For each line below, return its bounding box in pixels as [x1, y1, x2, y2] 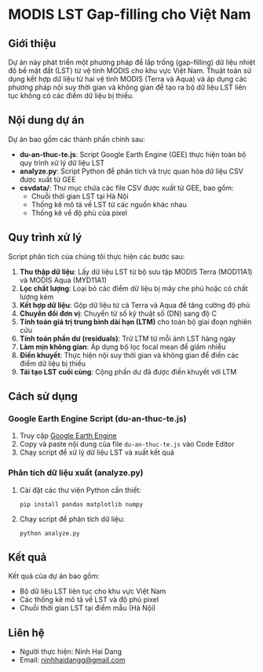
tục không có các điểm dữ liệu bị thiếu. [8, 91, 134, 100]
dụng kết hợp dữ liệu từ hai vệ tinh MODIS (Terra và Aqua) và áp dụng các [8, 75, 247, 83]
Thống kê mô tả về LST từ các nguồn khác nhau [31, 199, 187, 209]
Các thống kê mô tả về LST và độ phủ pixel [19, 595, 159, 604]
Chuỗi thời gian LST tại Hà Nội [31, 191, 129, 201]
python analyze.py [19, 529, 80, 537]
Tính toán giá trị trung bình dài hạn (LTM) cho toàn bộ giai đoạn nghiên [19, 316, 252, 327]
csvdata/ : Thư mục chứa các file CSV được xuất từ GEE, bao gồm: [19, 183, 234, 192]
